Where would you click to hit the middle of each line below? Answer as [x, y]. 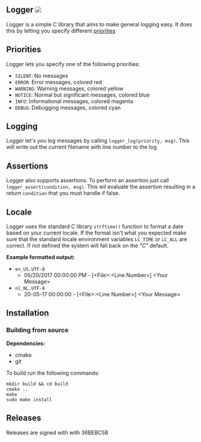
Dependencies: [26, 343]
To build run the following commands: [53, 373]
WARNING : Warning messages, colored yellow [69, 88]
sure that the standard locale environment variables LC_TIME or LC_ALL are [97, 239]
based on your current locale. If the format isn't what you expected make [96, 233]
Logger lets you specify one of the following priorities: [73, 64]
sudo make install [29, 399]
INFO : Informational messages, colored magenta [74, 101]
